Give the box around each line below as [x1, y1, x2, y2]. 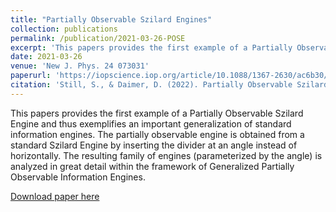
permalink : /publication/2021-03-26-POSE [10, 33, 186, 43]
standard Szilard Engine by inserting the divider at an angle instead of [10, 139, 298, 151]
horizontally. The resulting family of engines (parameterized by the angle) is [10, 149, 323, 161]
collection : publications [10, 24, 118, 34]
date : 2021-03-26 [10, 52, 83, 62]
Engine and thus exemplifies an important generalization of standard [10, 117, 292, 130]
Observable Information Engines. [10, 171, 146, 183]
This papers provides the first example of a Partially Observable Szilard [10, 107, 304, 119]
